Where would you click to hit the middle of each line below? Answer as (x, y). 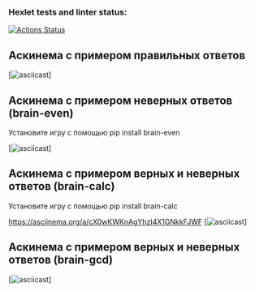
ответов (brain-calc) (62, 186)
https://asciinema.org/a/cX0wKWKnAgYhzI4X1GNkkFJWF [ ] (128, 221)
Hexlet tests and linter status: (68, 12)
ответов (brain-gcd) (61, 260)
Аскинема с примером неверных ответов (121, 100)
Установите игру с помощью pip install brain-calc (93, 206)
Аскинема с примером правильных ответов (127, 55)
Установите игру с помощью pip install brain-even (94, 132)
